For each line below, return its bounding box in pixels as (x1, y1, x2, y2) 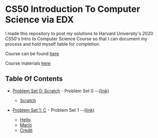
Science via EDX (5, 14, 74, 25)
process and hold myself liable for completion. (5, 41, 101, 47)
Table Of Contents (5, 74, 63, 83)
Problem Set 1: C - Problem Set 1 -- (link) (12, 107, 95, 113)
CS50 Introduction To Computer (5, 3, 141, 15)
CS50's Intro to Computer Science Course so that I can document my (5, 36, 148, 42)
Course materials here (5, 60, 51, 66)
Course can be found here (5, 51, 59, 57)
